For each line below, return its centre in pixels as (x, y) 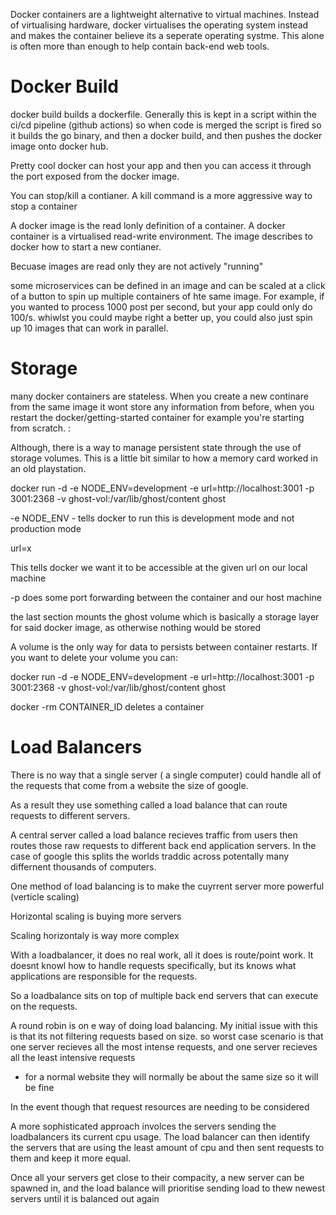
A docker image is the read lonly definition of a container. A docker (148, 225)
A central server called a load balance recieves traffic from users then (154, 835)
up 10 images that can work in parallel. (89, 328)
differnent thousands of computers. (83, 866)
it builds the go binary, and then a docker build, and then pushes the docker (166, 135)
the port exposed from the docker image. (95, 176)
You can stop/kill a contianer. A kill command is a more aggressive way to (161, 195)
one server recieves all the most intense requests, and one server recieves (164, 1046)
